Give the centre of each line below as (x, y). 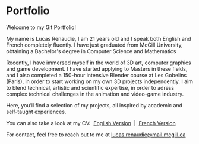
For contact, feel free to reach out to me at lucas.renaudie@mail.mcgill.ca (96, 135)
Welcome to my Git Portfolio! (41, 27)
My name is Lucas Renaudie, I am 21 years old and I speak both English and (99, 38)
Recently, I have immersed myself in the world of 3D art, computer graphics (99, 63)
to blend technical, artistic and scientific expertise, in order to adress (90, 87)
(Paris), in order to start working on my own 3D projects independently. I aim (99, 81)
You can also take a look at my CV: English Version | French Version (91, 123)
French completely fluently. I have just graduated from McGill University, (94, 45)
